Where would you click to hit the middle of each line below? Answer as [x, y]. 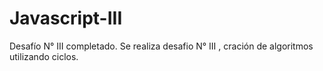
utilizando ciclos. [44, 56]
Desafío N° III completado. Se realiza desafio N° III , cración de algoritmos [161, 46]
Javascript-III [66, 18]
